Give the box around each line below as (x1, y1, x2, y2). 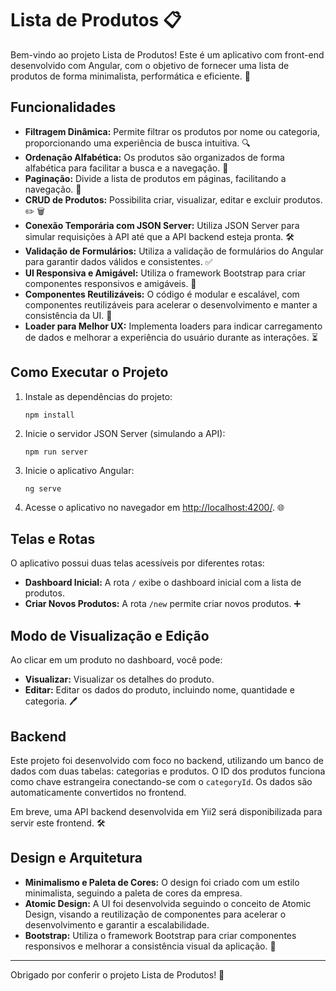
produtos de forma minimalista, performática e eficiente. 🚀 (10, 70, 251, 82)
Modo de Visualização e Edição (10, 627, 210, 644)
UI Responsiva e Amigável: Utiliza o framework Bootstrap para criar (24, 267, 307, 279)
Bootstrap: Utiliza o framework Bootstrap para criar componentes (24, 929, 297, 941)
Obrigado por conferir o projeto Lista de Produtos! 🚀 (10, 968, 225, 981)
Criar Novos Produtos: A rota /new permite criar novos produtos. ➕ (24, 598, 302, 610)
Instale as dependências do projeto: (24, 390, 173, 402)
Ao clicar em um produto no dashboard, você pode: (10, 654, 223, 666)
